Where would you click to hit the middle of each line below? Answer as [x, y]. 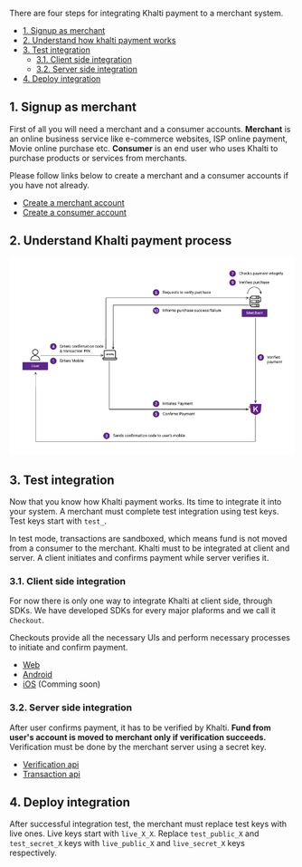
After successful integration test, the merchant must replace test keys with [148, 824]
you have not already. [50, 185]
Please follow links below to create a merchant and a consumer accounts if [149, 175]
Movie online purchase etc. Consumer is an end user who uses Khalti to [144, 148]
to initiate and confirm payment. [69, 648]
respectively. [33, 853]
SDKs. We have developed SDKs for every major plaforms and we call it [142, 611]
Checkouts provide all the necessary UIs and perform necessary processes [150, 638]
